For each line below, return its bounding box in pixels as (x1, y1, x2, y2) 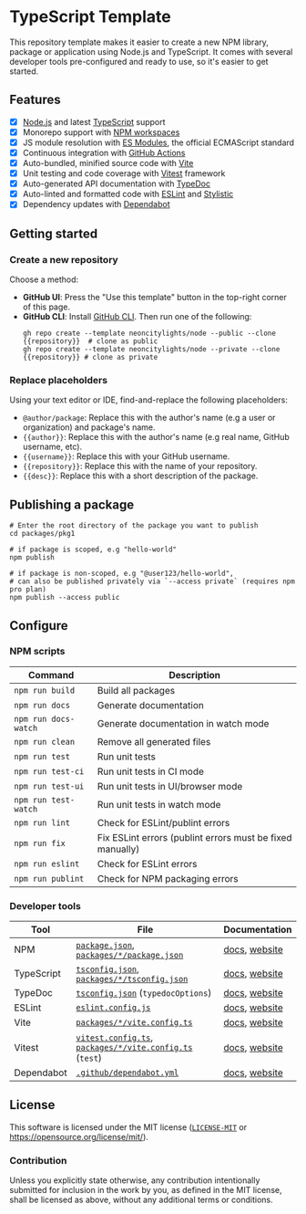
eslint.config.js (76, 1002, 151, 1013)
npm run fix (14, 838, 66, 848)
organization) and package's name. (22, 422, 157, 433)
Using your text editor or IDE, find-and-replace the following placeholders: (9, 394, 289, 405)
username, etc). (22, 441, 83, 453)
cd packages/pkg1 (9, 529, 76, 539)
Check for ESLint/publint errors (97, 816, 230, 829)
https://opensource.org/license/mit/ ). (9, 1131, 148, 1142)
